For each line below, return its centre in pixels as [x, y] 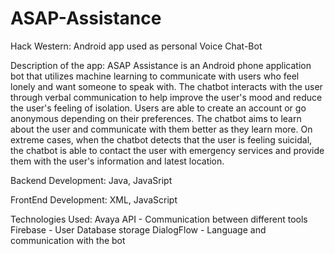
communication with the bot [68, 240]
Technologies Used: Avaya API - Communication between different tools [159, 219]
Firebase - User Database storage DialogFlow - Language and [138, 229]
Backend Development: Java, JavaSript [91, 180]
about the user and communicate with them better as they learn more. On [161, 129]
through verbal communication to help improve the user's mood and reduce [166, 97]
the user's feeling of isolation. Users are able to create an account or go [158, 108]
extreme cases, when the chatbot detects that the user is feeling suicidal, [161, 139]
